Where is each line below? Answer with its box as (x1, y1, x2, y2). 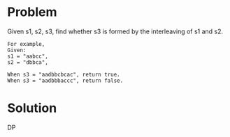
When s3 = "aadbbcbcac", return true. (7, 71, 120, 78)
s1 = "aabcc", (7, 53, 49, 60)
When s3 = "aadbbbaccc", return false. (7, 77, 124, 84)
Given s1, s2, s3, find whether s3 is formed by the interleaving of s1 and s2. (7, 27, 224, 35)
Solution (7, 100, 57, 116)
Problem (7, 4, 57, 20)
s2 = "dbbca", (7, 58, 49, 66)
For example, (7, 40, 45, 47)
